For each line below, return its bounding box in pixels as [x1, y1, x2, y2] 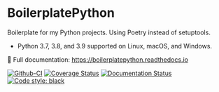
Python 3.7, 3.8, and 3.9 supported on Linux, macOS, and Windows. [17, 41, 212, 50]
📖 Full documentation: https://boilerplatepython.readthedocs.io [7, 55, 189, 64]
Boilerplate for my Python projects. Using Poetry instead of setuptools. [7, 28, 211, 37]
